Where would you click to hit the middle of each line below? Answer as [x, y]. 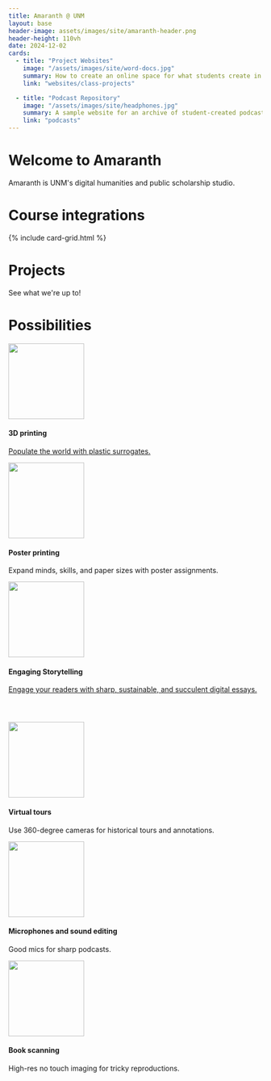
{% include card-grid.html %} [57, 237]
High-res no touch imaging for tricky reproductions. [94, 1068]
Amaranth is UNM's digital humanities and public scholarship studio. [122, 182]
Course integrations [77, 216]
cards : [19, 53]
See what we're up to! [45, 292]
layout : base [30, 23]
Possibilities [50, 325]
